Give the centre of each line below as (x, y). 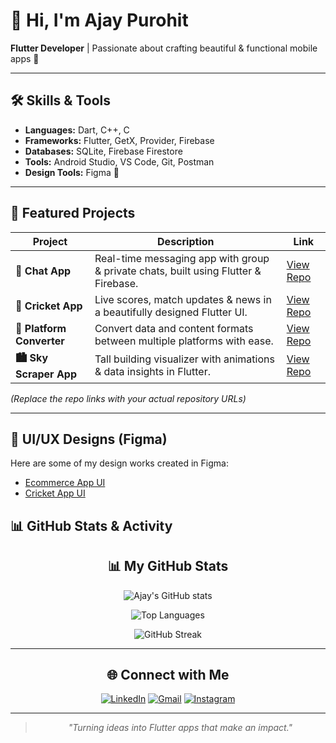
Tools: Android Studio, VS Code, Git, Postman (119, 161)
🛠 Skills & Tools (61, 100)
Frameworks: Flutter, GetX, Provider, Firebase (119, 140)
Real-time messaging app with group (182, 258)
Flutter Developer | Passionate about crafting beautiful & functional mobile (164, 48)
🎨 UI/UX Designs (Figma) (89, 439)
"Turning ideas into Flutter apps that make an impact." (180, 728)
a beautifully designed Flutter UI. (171, 312)
